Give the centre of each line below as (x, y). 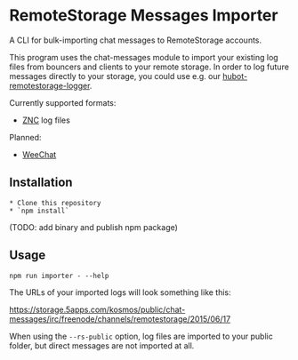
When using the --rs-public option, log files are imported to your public (141, 336)
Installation (41, 183)
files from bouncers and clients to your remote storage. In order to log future (149, 67)
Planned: (25, 137)
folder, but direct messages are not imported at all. (102, 345)
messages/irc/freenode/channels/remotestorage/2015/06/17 (120, 319)
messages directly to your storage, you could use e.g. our (115, 76)
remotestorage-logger (50, 85)
